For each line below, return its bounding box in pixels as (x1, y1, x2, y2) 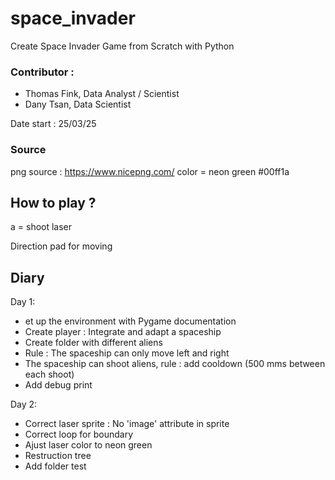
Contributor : (10, 65, 75, 79)
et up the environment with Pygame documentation (24, 315, 237, 327)
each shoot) (24, 368, 75, 381)
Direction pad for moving (10, 240, 113, 252)
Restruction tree (24, 450, 92, 462)
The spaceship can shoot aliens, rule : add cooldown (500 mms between (24, 358, 326, 370)
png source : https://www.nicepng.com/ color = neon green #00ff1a (10, 165, 290, 177)
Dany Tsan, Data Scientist (24, 98, 132, 111)
